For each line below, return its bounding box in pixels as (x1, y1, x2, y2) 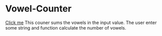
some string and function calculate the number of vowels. (5, 24, 126, 30)
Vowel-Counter (5, 3, 72, 14)
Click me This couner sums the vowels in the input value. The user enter (5, 19, 157, 25)
